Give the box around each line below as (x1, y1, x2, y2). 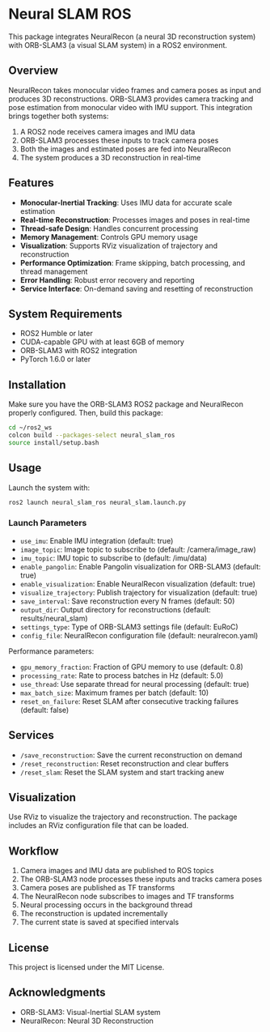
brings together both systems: (8, 111, 109, 121)
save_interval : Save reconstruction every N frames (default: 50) (19, 596, 235, 606)
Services (8, 728, 55, 742)
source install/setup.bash (8, 438, 99, 446)
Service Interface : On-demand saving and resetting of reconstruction (19, 284, 253, 293)
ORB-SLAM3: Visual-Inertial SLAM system (19, 1007, 161, 1017)
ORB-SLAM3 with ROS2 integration (19, 346, 137, 356)
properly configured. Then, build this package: (8, 408, 163, 418)
